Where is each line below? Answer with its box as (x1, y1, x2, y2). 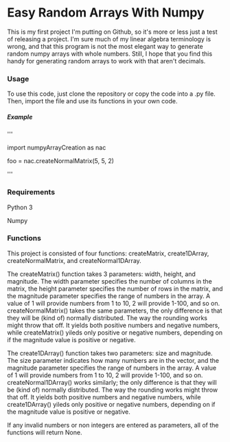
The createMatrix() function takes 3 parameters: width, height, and (7, 270, 196, 278)
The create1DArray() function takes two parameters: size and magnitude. (7, 349, 213, 357)
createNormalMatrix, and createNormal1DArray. (7, 256, 142, 264)
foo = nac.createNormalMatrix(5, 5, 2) (7, 157, 115, 165)
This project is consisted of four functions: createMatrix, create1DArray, (7, 249, 209, 257)
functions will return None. (7, 428, 82, 436)
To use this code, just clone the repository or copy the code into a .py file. (7, 90, 216, 98)
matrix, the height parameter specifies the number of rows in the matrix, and (7, 284, 223, 293)
